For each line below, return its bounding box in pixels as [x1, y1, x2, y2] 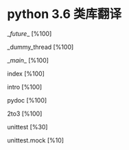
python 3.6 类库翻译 [7, 6, 122, 22]
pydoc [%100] [7, 96, 47, 104]
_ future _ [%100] [7, 29, 52, 38]
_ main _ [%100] [7, 56, 49, 64]
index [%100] [7, 69, 45, 78]
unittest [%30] [7, 122, 48, 131]
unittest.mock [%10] [7, 136, 64, 144]
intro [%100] [7, 83, 43, 91]
